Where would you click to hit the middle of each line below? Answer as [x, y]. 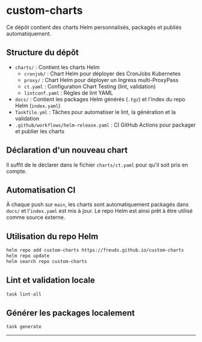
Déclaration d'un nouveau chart [67, 150]
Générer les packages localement [71, 313]
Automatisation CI [41, 190]
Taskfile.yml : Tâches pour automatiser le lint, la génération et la [95, 112]
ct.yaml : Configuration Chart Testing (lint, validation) [90, 86]
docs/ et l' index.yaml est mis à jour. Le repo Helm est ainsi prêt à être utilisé [99, 211]
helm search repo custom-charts [47, 261]
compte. [17, 171]
